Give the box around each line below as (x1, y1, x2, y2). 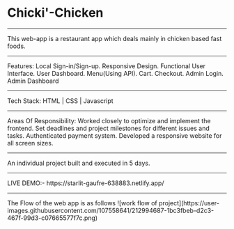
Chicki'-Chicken (7, 5, 104, 21)
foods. (7, 42, 26, 50)
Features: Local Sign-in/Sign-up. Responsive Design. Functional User (7, 61, 206, 70)
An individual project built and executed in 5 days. (7, 159, 150, 167)
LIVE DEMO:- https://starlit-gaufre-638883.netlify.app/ (7, 179, 164, 187)
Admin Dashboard (7, 77, 59, 85)
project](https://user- (159, 198, 219, 207)
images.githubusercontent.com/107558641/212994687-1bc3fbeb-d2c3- (7, 206, 214, 214)
